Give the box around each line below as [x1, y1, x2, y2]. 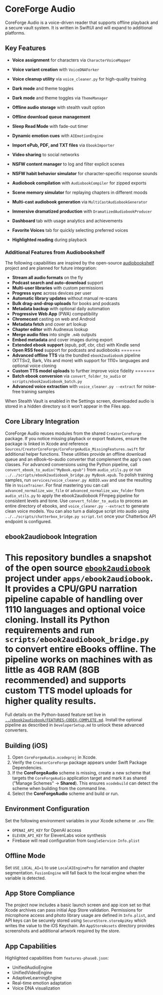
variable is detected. [5, 875, 46, 881]
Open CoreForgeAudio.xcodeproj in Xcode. [12, 754, 97, 760]
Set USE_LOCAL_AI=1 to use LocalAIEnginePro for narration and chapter [5, 865, 145, 871]
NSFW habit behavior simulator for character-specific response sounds [12, 170, 158, 176]
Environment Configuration [5, 805, 90, 813]
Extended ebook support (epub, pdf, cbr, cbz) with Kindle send [12, 342, 140, 348]
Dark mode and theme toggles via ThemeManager [12, 95, 108, 101]
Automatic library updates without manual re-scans [12, 295, 118, 301]
